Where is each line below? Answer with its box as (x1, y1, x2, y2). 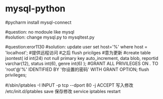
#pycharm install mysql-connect (5, 19, 72, 25)
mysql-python (5, 3, 66, 14)
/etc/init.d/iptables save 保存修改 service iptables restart (5, 88, 121, 94)
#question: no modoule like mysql (5, 29, 75, 35)
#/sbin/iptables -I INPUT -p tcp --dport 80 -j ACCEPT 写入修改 (5, 82, 134, 88)
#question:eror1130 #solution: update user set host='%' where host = (5, 44, 148, 49)
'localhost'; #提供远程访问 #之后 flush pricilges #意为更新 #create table (5, 49, 151, 55)
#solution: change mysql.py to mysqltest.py (5, 34, 95, 40)
